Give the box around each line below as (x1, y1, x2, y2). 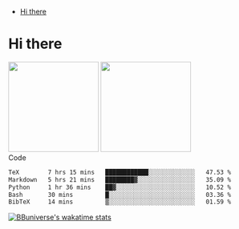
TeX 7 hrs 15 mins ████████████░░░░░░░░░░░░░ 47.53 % (8, 168, 231, 176)
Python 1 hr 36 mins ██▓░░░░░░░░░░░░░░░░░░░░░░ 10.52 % (8, 183, 231, 191)
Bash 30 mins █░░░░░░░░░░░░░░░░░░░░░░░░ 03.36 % (8, 191, 231, 199)
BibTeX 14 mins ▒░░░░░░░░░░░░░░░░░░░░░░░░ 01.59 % (8, 198, 231, 207)
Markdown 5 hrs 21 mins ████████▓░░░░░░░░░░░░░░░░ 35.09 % (8, 175, 231, 183)
